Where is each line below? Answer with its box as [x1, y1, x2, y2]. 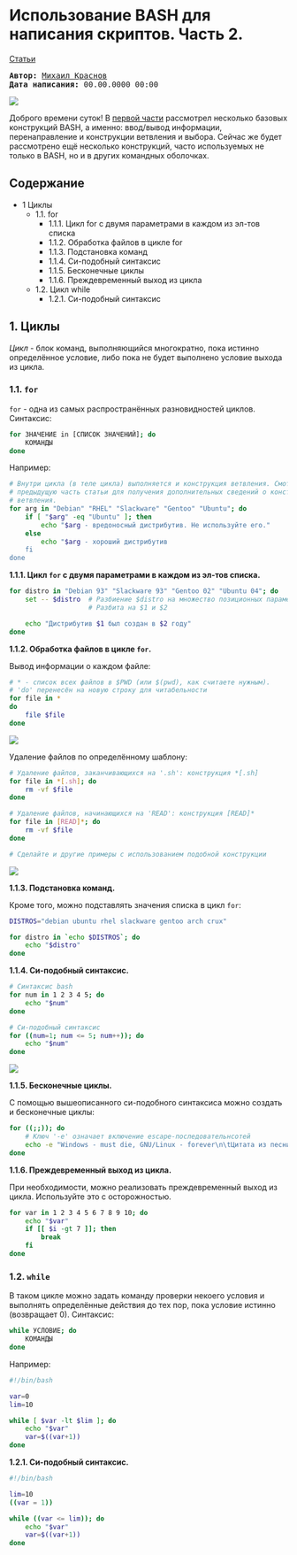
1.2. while [9, 1270, 50, 1282]
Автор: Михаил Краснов [9, 70, 108, 81]
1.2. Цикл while [34, 284, 91, 295]
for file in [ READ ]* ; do [9, 818, 101, 827]
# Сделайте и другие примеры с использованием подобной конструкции [9, 850, 267, 858]
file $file [25, 711, 65, 720]
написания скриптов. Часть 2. [9, 24, 244, 44]
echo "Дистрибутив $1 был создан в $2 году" [25, 619, 192, 628]
